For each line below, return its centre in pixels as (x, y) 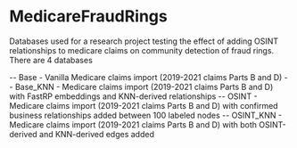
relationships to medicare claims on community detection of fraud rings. (142, 50)
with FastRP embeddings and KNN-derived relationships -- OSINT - (133, 96)
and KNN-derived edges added (96, 134)
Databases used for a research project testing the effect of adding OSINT (144, 41)
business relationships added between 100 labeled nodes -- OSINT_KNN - (146, 115)
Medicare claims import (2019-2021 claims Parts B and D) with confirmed (144, 105)
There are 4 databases (51, 60)
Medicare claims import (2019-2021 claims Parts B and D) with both (133, 124)
